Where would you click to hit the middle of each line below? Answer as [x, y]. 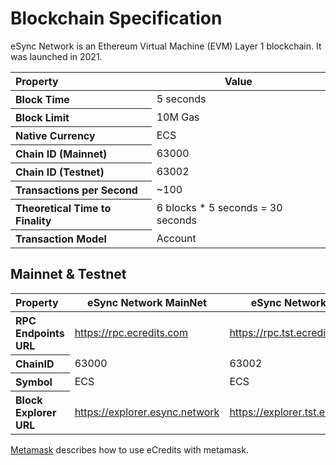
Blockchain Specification [116, 18]
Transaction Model [61, 239]
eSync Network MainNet [147, 302]
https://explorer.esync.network [147, 412]
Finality [33, 220]
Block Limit [42, 117]
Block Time [42, 99]
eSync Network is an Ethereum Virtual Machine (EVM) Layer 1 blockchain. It [166, 46]
